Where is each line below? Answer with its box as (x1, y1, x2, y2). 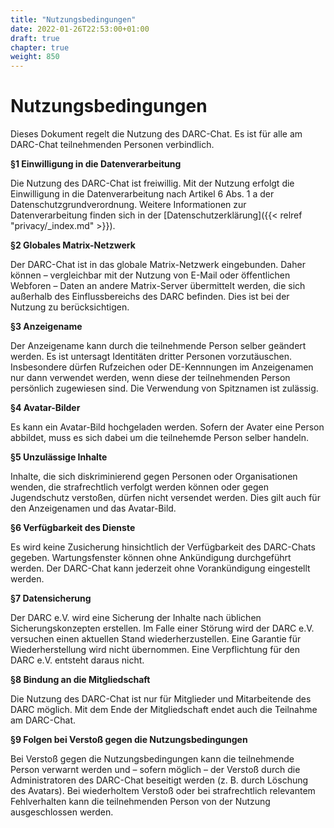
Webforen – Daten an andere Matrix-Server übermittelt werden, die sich (10, 280, 306, 292)
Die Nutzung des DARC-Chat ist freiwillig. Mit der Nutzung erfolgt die (10, 177, 295, 190)
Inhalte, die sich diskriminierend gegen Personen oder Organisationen (10, 471, 298, 483)
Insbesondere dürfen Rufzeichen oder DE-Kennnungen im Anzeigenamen (10, 361, 314, 373)
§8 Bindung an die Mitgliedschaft (10, 674, 151, 686)
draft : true (10, 33, 60, 43)
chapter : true (10, 42, 70, 53)
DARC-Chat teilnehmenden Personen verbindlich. (10, 139, 215, 151)
